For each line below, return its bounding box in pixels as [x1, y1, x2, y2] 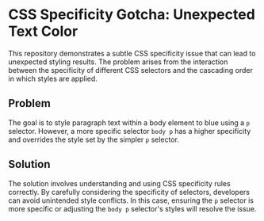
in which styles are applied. [8, 74, 98, 83]
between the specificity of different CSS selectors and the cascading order [8, 65, 254, 74]
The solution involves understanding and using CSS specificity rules [8, 178, 231, 188]
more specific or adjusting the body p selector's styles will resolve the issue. [8, 204, 257, 213]
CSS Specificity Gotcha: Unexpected [8, 6, 255, 24]
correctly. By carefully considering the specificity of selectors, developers [8, 187, 250, 196]
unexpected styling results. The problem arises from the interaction [8, 57, 228, 67]
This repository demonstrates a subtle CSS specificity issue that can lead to [8, 48, 256, 58]
